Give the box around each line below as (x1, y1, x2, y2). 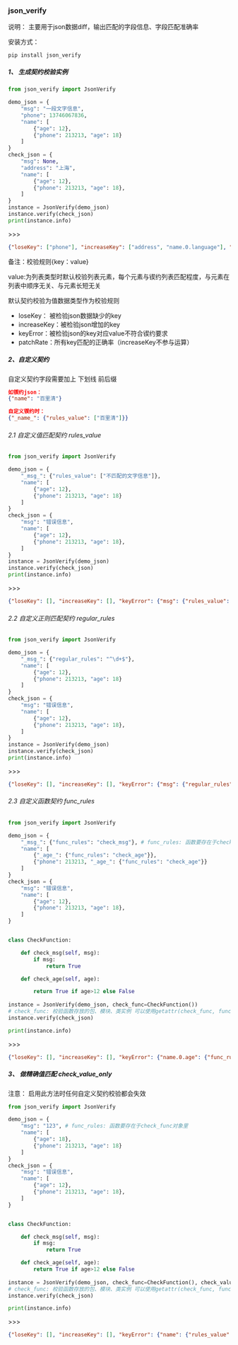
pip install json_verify (8, 52, 81, 59)
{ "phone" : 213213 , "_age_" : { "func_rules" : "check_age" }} (33, 859, 208, 866)
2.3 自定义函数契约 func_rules (8, 797, 95, 806)
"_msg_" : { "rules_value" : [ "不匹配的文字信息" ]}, (20, 473, 161, 480)
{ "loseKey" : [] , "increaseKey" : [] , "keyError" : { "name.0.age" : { (8, 1053, 208, 1060)
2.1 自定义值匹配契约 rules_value (8, 430, 102, 439)
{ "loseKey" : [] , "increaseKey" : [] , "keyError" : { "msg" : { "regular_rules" (8, 781, 233, 788)
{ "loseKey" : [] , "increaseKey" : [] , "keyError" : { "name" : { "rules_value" (8, 1332, 230, 1339)
